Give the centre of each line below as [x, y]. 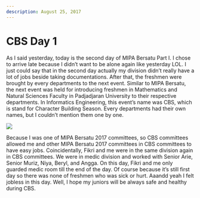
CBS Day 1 [32, 41]
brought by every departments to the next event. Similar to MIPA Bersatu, [96, 83]
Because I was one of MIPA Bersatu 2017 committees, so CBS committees [97, 137]
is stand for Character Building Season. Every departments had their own [96, 109]
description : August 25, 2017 [44, 12]
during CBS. [21, 188]
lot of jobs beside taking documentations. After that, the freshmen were [94, 77]
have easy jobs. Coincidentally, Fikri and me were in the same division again [100, 150]
